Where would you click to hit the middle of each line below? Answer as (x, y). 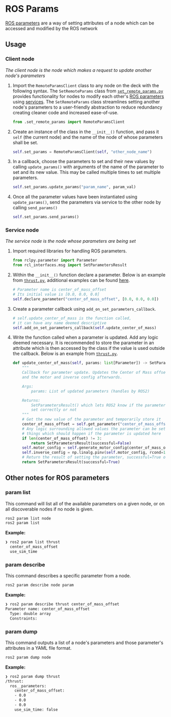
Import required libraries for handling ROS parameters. (70, 251)
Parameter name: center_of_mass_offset (48, 609)
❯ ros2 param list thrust (33, 542)
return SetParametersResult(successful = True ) (71, 462)
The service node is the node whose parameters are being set (70, 241)
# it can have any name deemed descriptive (60, 323)
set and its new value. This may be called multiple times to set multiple (87, 172)
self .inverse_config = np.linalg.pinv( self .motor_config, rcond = (93, 453)
